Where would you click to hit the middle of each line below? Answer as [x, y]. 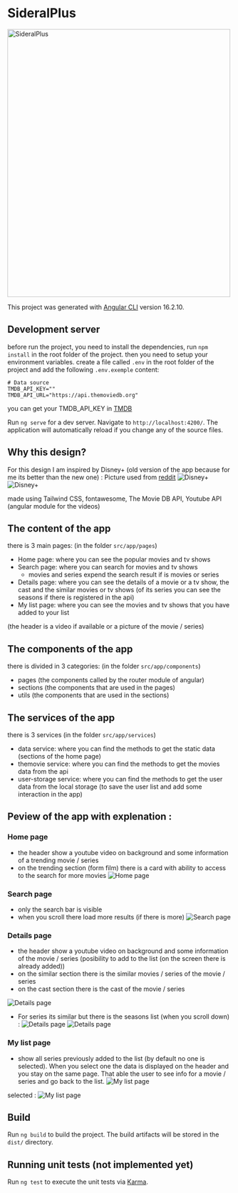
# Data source [29, 383]
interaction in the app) [50, 794]
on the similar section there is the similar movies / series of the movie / [121, 974]
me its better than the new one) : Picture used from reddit [92, 477]
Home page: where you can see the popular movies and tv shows [114, 559]
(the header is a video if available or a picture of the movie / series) [106, 627]
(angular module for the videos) [54, 506]
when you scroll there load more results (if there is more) [101, 917]
